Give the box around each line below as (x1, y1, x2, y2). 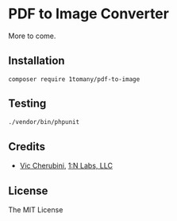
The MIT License (8, 205, 63, 215)
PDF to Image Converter (8, 5, 169, 23)
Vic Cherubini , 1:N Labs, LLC (19, 161, 114, 171)
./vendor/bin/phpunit (8, 118, 80, 126)
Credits (8, 140, 46, 153)
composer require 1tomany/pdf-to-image (8, 75, 140, 83)
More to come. (8, 31, 56, 41)
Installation (8, 54, 65, 68)
